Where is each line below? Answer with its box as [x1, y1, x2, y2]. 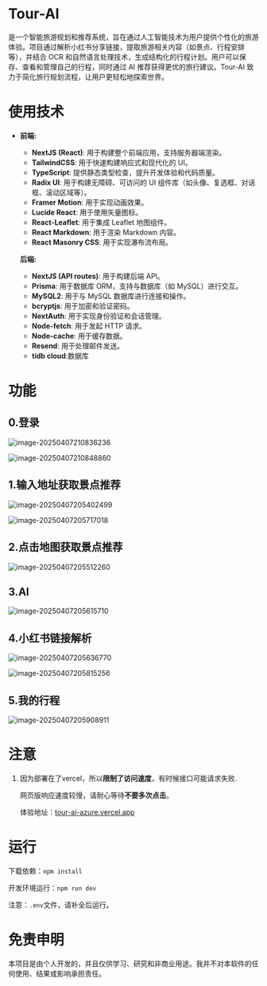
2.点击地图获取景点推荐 [8, 540, 123, 554]
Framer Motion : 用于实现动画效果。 [31, 197, 149, 207]
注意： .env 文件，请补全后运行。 [8, 900, 114, 909]
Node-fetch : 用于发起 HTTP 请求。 [31, 320, 147, 331]
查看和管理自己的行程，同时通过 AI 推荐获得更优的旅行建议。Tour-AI [21, 61, 246, 72]
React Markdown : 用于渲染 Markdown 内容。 [31, 227, 181, 237]
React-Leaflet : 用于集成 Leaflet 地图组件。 [31, 217, 172, 227]
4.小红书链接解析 [8, 631, 92, 645]
